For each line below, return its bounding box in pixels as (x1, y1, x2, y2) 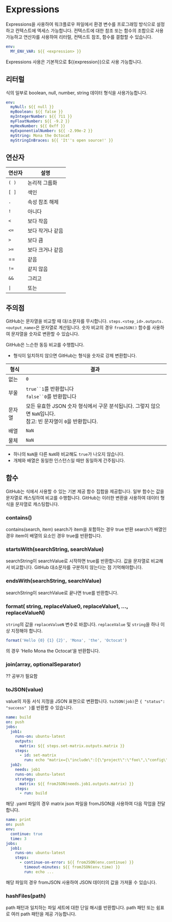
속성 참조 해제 (28, 198, 59, 206)
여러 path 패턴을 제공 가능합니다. (11, 911, 77, 917)
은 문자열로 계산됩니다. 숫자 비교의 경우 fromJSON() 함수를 (35, 325, 151, 330)
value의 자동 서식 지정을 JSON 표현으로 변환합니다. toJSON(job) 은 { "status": (6, 698, 165, 705)
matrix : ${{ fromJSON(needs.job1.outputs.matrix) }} (19, 781, 134, 786)
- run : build (19, 791, 47, 796)
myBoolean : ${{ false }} (10, 109, 63, 114)
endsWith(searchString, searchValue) (6, 578, 102, 585)
